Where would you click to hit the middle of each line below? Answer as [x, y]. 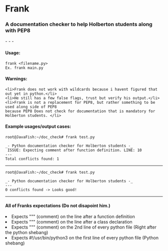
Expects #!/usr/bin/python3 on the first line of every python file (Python [85, 238]
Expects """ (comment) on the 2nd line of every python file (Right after [84, 227]
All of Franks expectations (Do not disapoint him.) [58, 206]
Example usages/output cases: [38, 126]
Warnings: [16, 79]
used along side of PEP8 [31, 107]
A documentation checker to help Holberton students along [79, 24]
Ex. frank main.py [24, 68]
